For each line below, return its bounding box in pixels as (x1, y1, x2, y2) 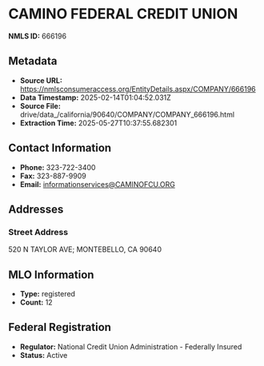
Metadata (8, 54, 58, 68)
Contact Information (8, 141, 112, 155)
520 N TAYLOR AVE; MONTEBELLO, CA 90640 (8, 245, 162, 254)
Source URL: (19, 75, 62, 85)
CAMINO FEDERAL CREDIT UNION (8, 5, 238, 23)
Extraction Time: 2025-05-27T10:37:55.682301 (19, 117, 178, 128)
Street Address (8, 226, 69, 237)
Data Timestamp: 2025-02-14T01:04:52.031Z (19, 93, 172, 102)
